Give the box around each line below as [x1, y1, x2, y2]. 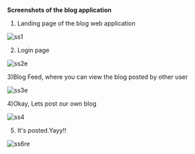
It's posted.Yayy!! [17, 126, 67, 134]
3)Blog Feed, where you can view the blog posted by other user [7, 73, 188, 81]
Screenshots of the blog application [7, 6, 112, 14]
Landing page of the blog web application [17, 19, 136, 27]
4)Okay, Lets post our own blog [7, 99, 96, 108]
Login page [17, 46, 50, 54]
